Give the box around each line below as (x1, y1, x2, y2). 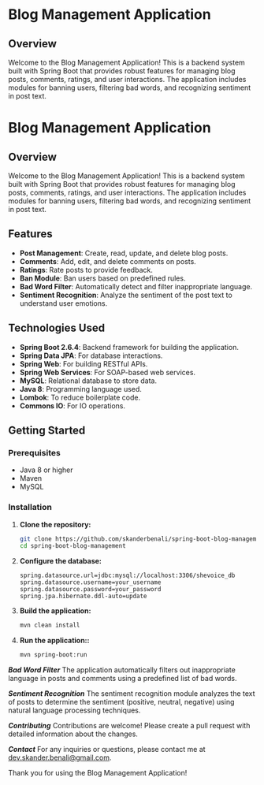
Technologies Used (8, 322, 105, 335)
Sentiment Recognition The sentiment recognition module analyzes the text (8, 689, 255, 698)
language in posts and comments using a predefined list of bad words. (8, 674, 238, 683)
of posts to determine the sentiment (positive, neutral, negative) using (8, 698, 235, 707)
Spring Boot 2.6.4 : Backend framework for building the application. (19, 342, 239, 352)
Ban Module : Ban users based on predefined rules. (19, 273, 186, 283)
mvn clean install (19, 621, 80, 630)
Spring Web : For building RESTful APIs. (19, 359, 148, 368)
